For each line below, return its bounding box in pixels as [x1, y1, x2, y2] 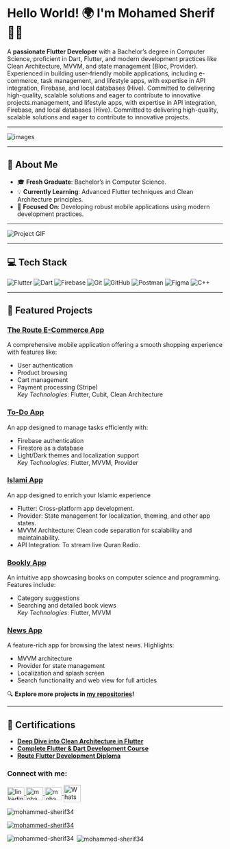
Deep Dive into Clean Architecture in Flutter [16, 737, 144, 745]
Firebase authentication [16, 436, 84, 444]
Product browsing [16, 368, 68, 377]
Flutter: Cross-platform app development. [16, 504, 135, 512]
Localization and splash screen [16, 669, 105, 678]
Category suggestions [16, 594, 80, 602]
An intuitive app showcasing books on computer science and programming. [7, 573, 220, 582]
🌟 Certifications [7, 719, 76, 730]
